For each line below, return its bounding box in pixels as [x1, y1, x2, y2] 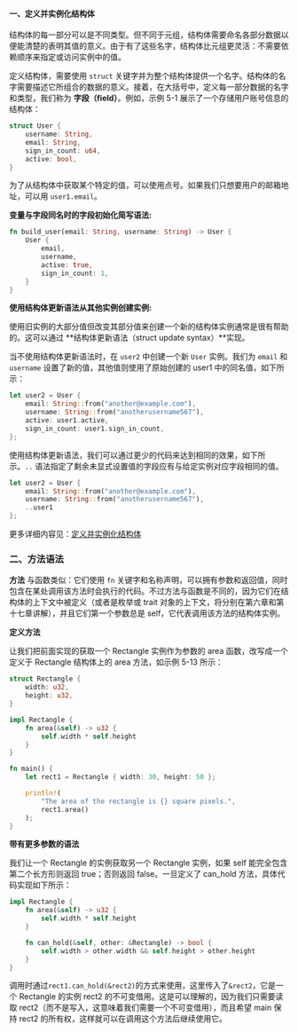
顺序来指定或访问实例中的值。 [16, 51, 126, 62]
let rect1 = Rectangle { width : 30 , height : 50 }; [25, 773, 216, 782]
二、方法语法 [9, 553, 65, 565]
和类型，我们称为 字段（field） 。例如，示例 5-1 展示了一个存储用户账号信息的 [9, 93, 289, 104]
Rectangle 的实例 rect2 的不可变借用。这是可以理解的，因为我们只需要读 [19, 991, 284, 1002]
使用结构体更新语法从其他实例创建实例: [9, 303, 153, 313]
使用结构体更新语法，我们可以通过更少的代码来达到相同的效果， [9, 449, 242, 461]
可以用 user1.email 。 [24, 191, 102, 201]
